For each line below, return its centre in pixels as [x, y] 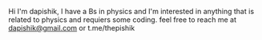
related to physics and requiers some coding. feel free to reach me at [123, 20]
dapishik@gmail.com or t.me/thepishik [72, 28]
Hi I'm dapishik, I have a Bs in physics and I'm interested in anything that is [131, 11]
